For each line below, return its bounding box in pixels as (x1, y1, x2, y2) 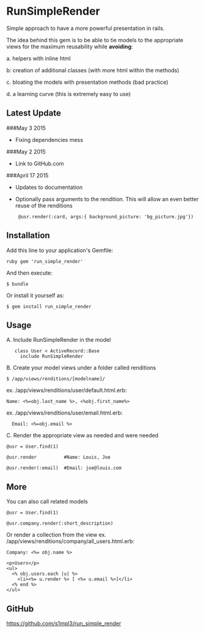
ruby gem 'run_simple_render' (6, 258, 84, 264)
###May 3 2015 (6, 124, 46, 131)
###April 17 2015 (6, 171, 49, 179)
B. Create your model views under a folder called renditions (6, 364, 156, 371)
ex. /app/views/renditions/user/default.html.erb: (6, 387, 127, 394)
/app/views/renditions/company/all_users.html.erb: (6, 538, 135, 545)
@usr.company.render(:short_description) (6, 520, 114, 527)
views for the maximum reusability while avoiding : (6, 43, 133, 50)
